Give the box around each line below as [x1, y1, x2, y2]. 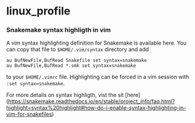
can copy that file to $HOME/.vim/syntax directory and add [6, 46, 149, 53]
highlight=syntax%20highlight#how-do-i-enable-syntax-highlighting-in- [6, 104, 187, 112]
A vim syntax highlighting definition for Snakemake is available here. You [6, 39, 187, 46]
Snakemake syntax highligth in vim [6, 26, 111, 34]
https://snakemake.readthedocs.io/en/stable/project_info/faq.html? [8, 98, 175, 105]
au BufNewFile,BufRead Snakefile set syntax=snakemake [6, 57, 147, 64]
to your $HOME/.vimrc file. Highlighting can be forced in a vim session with [6, 74, 189, 81]
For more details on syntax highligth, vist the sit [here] [6, 92, 141, 99]
